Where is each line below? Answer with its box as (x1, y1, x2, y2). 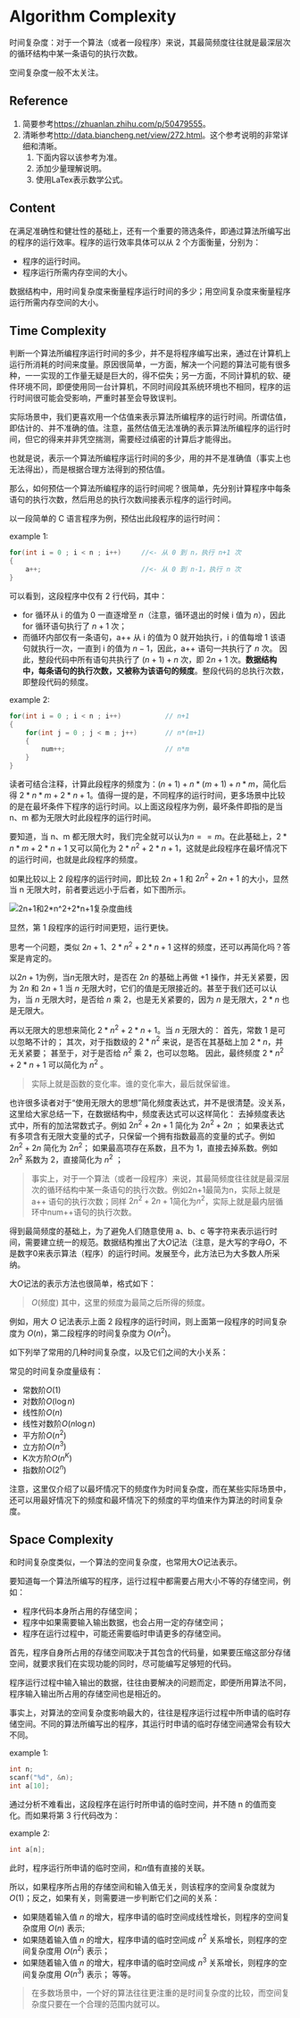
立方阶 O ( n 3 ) (21, 1439, 67, 1452)
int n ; (9, 1765, 34, 1774)
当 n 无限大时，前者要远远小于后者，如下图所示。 (9, 884, 191, 895)
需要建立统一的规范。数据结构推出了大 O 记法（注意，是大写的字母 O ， (24, 1237, 279, 1247)
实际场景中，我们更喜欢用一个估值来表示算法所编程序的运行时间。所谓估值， (9, 412, 291, 422)
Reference (9, 94, 69, 109)
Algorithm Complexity (9, 6, 177, 27)
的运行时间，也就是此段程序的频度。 (9, 854, 143, 864)
